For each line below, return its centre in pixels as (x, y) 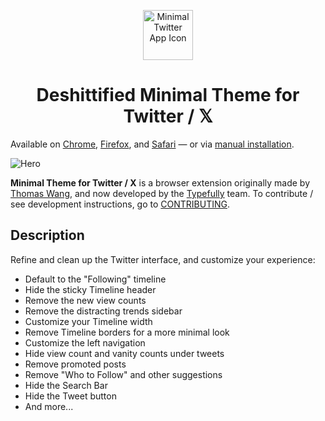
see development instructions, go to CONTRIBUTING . (120, 204)
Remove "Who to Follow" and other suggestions (123, 374)
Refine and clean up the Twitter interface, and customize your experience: (163, 259)
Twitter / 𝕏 (168, 116)
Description (47, 235)
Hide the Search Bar (66, 385)
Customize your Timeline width (88, 321)
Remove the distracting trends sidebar (103, 311)
